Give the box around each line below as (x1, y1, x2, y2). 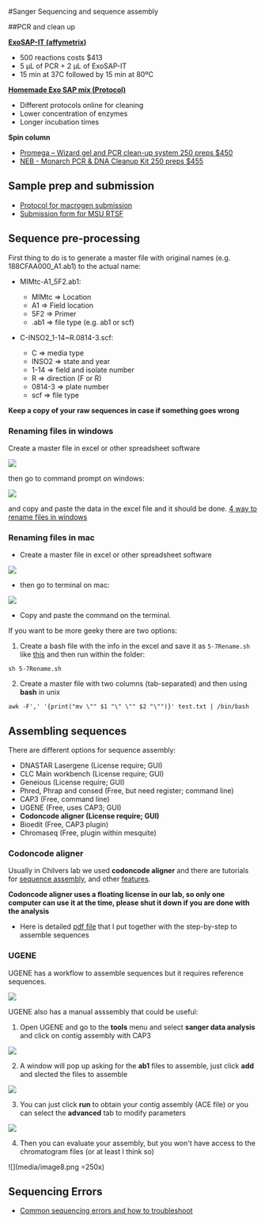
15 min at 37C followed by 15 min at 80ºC (19, 70, 154, 79)
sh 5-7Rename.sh (8, 665, 62, 673)
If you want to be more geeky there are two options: (8, 626, 178, 635)
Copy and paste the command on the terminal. (19, 611, 172, 620)
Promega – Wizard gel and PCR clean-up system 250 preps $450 (19, 148, 233, 157)
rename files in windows (8, 512, 88, 522)
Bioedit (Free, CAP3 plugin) (19, 820, 109, 830)
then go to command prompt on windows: (8, 473, 145, 483)
